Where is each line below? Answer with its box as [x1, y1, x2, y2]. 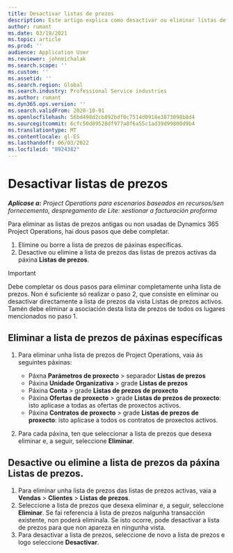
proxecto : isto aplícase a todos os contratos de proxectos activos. [28, 415, 218, 424]
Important [8, 269, 36, 277]
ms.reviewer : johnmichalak [8, 56, 86, 63]
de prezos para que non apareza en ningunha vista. [17, 523, 166, 531]
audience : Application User [8, 49, 90, 56]
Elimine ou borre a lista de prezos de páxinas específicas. [17, 241, 184, 249]
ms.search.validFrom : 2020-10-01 [8, 107, 105, 114]
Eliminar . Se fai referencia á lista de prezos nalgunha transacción [17, 508, 205, 517]
